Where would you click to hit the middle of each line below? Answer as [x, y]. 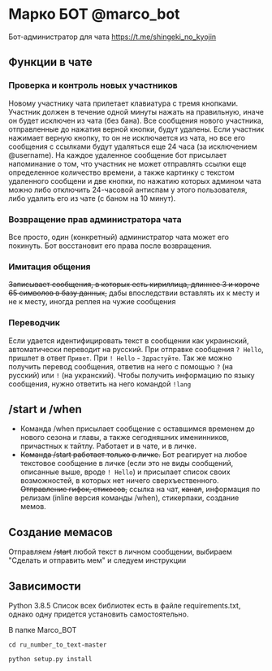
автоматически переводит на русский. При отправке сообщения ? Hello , [136, 349]
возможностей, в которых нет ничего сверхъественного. [119, 481]
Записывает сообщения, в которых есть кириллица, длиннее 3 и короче [134, 285]
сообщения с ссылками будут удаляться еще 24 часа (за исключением [133, 146]
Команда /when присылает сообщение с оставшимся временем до [138, 429]
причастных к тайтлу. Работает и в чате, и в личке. [108, 446]
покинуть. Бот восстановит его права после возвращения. [110, 246]
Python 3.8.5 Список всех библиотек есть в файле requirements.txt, [125, 605]
